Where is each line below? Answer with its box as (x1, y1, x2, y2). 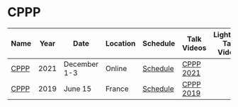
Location (105, 38, 136, 48)
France (105, 84, 129, 94)
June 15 (63, 84, 92, 94)
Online (105, 63, 127, 73)
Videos (181, 43, 207, 53)
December (63, 59, 99, 69)
